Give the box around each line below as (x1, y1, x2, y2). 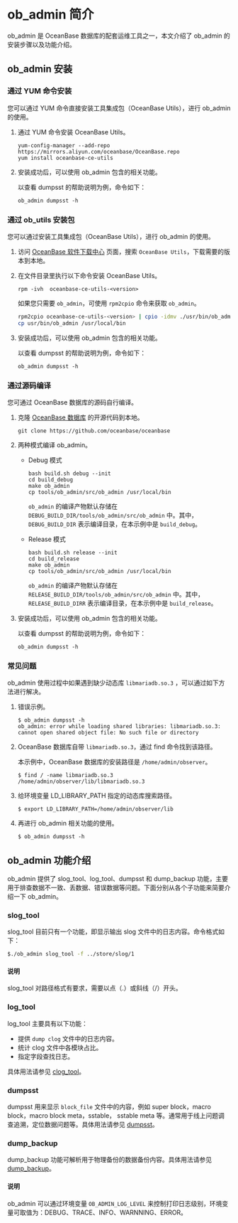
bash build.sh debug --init (28, 470, 111, 477)
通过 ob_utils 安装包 (7, 215, 75, 225)
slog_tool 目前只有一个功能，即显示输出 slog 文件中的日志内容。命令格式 (7, 927, 219, 936)
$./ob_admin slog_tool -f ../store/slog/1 (7, 951, 135, 958)
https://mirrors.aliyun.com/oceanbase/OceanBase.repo (17, 148, 180, 155)
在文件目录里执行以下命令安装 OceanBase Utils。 (17, 271, 161, 279)
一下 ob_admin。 (13, 892, 62, 901)
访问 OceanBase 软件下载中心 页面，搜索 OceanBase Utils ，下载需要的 (17, 247, 225, 256)
